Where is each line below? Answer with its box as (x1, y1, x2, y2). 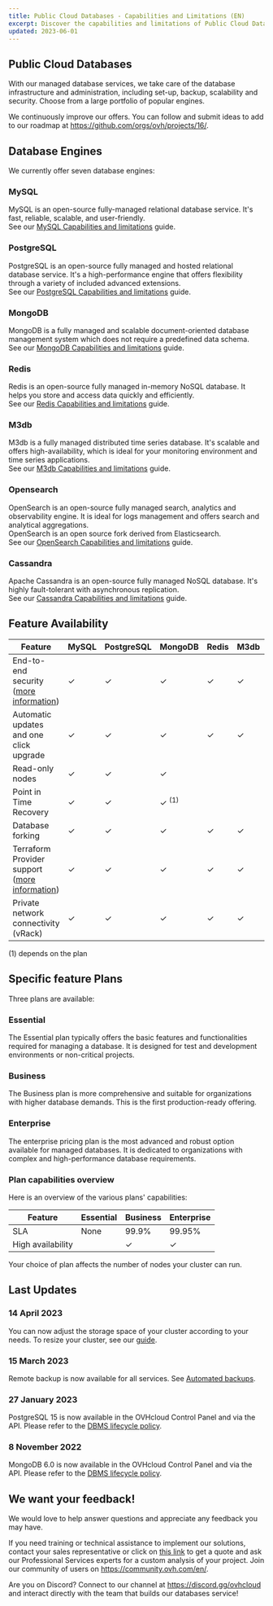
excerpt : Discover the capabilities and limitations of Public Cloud (8, 20, 249, 28)
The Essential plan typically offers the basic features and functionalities (8, 1033, 248, 1042)
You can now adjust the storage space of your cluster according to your (8, 1326, 249, 1336)
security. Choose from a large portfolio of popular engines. (8, 96, 206, 106)
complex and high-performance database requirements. (8, 1153, 197, 1163)
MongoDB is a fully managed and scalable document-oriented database (8, 325, 249, 335)
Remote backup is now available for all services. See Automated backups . (8, 1373, 256, 1383)
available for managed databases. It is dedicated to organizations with (8, 1145, 243, 1155)
